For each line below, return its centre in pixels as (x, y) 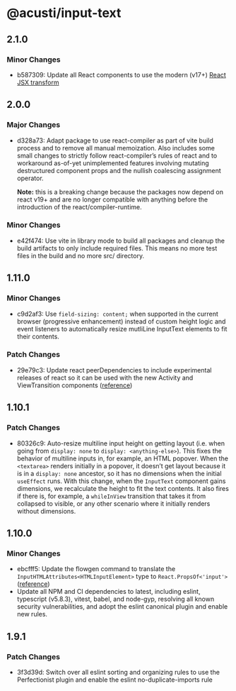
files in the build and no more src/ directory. (81, 255)
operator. (30, 178)
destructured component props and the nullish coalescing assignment (119, 170)
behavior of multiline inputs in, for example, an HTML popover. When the (123, 458)
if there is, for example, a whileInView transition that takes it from (111, 496)
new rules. (32, 614)
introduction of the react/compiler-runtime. (79, 206)
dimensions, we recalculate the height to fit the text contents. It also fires (123, 488)
